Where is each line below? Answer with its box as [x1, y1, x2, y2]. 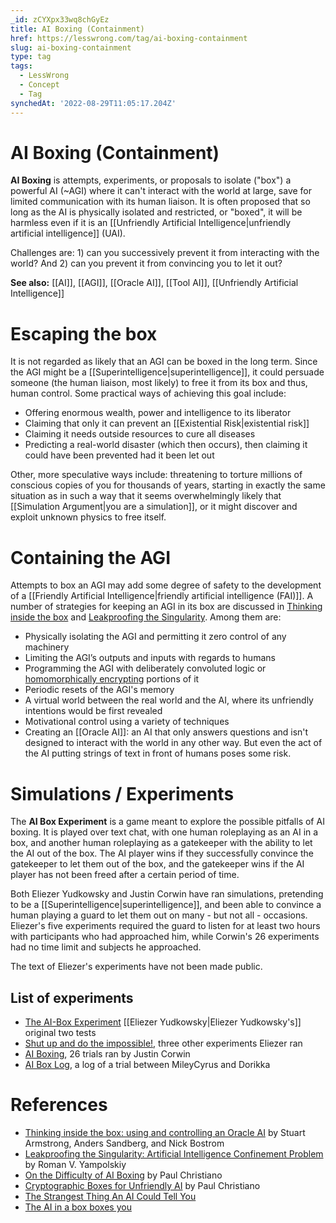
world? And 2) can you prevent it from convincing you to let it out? [10, 257, 283, 270]
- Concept [19, 80, 60, 90]
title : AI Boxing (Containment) [10, 24, 145, 34]
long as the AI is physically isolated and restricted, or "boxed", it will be [10, 206, 303, 218]
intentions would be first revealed [24, 705, 163, 717]
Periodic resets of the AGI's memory [24, 684, 175, 696]
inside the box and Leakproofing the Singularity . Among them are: [10, 611, 282, 623]
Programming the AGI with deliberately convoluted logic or [24, 662, 267, 675]
